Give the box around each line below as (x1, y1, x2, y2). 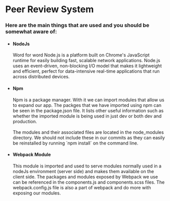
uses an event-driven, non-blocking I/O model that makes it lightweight (12, 63, 162, 69)
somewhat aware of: (5, 28, 57, 35)
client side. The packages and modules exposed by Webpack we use (12, 174, 158, 180)
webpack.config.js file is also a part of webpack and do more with (12, 184, 151, 190)
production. (12, 118, 37, 124)
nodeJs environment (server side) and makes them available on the (12, 168, 154, 174)
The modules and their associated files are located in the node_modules (12, 129, 164, 135)
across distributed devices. (12, 74, 70, 80)
